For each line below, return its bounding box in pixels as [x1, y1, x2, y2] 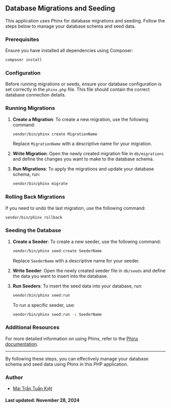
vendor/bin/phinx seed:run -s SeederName [12, 311, 102, 317]
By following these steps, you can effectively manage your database [5, 355, 149, 362]
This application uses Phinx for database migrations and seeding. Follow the [5, 17, 165, 23]
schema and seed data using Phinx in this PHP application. [5, 361, 128, 367]
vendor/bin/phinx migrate [12, 181, 68, 186]
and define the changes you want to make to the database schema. [12, 156, 154, 162]
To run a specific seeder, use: [12, 302, 75, 308]
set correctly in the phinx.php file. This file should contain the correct [5, 86, 150, 92]
